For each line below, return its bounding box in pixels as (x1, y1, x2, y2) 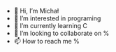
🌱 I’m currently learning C (13, 22, 88, 30)
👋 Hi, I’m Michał (13, 7, 59, 15)
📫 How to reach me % (13, 37, 80, 45)
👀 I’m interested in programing (13, 14, 101, 22)
